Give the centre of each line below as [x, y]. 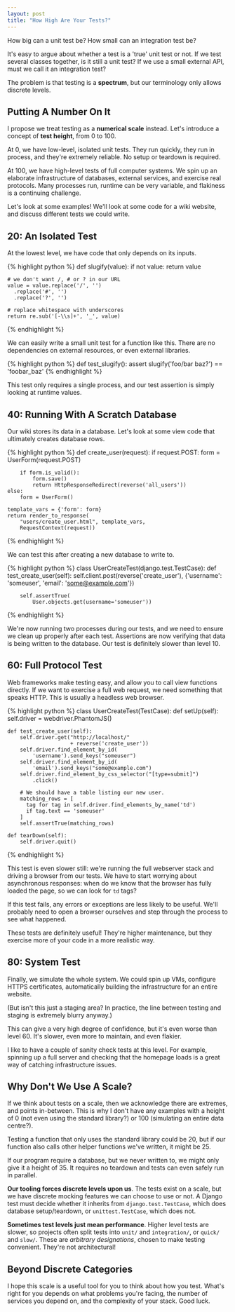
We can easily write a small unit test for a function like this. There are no [112, 343]
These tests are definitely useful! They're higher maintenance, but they [110, 933]
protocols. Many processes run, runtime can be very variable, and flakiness [116, 186]
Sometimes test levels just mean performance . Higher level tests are [108, 1225]
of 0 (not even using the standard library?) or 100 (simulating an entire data [116, 1118]
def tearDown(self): [38, 835]
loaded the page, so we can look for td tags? [72, 891]
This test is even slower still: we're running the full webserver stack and [110, 868]
